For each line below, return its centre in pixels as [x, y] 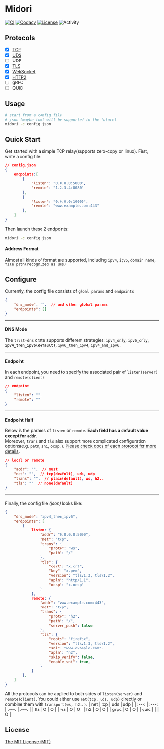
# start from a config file [34, 115]
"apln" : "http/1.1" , [70, 580]
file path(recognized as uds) [36, 264]
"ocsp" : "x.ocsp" [66, 585]
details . [12, 451]
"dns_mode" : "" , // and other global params [61, 304]
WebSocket [24, 71]
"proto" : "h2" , [64, 617]
